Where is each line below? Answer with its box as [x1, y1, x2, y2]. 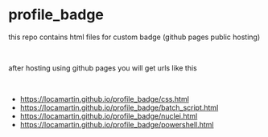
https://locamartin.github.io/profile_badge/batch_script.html [19, 103, 219, 112]
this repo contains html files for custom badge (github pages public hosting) [8, 32, 261, 42]
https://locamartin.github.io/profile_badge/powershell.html [19, 119, 214, 129]
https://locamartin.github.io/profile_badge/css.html [19, 94, 189, 103]
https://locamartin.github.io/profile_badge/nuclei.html [19, 111, 198, 121]
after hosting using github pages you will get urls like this [8, 62, 197, 73]
